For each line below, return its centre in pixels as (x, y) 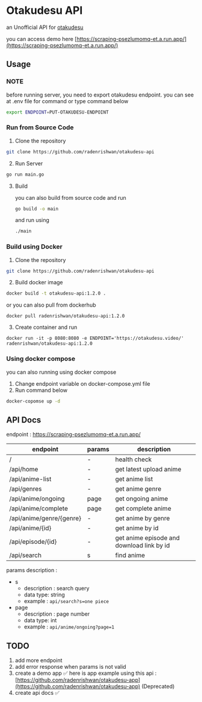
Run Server (29, 163)
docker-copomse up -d (33, 401)
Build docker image (39, 282)
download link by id (142, 546)
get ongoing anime (142, 499)
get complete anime (143, 509)
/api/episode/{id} (33, 542)
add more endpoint (38, 660)
